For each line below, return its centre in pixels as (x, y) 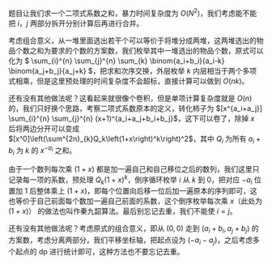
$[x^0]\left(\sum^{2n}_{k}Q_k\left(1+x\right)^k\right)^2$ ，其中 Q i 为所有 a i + (135, 139)
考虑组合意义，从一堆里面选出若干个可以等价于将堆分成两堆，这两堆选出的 (132, 40)
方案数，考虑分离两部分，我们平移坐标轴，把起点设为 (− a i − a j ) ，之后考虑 (131, 241)
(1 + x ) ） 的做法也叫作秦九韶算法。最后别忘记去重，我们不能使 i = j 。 (123, 211)
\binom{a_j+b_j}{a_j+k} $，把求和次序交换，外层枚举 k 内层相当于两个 (125, 70)
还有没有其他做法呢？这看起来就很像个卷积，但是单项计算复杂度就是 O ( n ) (130, 98)
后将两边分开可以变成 (44, 128)
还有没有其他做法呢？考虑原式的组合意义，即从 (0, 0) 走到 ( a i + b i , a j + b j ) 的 (134, 230)
